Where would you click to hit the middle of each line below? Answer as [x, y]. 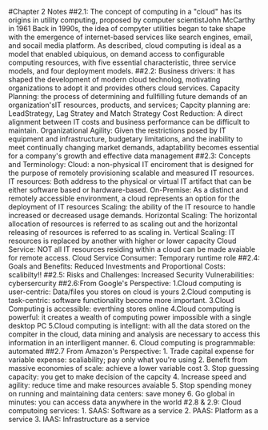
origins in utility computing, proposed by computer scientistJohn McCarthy [132, 20]
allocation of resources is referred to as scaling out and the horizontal [123, 224]
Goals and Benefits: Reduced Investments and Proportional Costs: [117, 266]
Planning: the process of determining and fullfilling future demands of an [128, 96]
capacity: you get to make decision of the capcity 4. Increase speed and [127, 376]
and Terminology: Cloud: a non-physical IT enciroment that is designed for [131, 164]
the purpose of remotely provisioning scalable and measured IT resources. [131, 173]
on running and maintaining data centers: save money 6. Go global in [122, 394]
